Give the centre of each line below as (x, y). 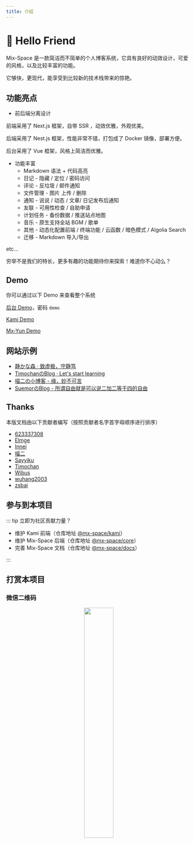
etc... (12, 249)
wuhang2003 (31, 479)
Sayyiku (24, 460)
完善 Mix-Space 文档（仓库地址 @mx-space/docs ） (77, 548)
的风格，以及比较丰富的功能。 (42, 65)
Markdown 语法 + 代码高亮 (56, 171)
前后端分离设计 (33, 113)
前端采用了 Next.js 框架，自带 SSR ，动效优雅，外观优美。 (76, 126)
